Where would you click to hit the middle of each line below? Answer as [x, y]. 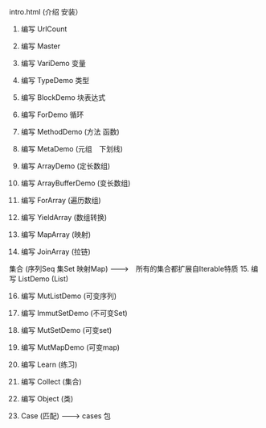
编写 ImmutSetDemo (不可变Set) [74, 313]
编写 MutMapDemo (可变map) [70, 347]
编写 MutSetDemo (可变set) [66, 330]
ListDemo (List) [43, 279]
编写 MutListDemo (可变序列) [69, 296]
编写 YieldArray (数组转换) [64, 217]
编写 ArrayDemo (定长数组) [65, 166]
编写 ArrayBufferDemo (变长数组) [76, 183]
